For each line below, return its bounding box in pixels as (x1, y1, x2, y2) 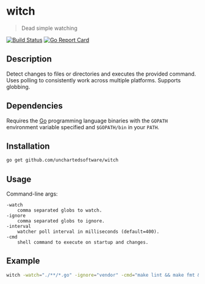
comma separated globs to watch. (17, 207, 103, 214)
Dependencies (6, 101, 63, 111)
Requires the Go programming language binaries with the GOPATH (6, 117, 168, 124)
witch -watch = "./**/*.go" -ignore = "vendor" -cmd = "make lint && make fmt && (6, 272, 203, 278)
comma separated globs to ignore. (17, 218, 105, 224)
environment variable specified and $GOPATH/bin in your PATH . (6, 123, 160, 130)
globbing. (6, 83, 31, 90)
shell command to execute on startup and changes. (17, 240, 149, 246)
